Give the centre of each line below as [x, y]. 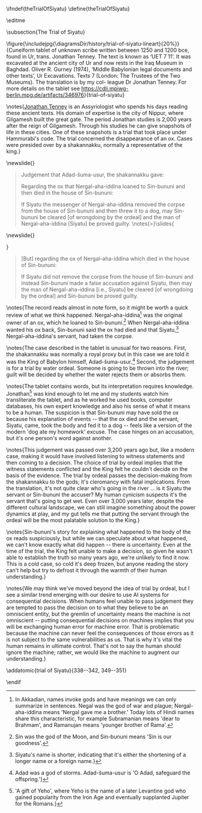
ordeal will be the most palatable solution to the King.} [73, 520]
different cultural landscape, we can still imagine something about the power [101, 508]
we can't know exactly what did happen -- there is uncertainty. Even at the [99, 545]
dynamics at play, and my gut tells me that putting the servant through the [98, 514]
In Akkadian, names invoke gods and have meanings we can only [96, 699]
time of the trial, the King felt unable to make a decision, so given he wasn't [99, 551]
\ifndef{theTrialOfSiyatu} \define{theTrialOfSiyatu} [68, 9]
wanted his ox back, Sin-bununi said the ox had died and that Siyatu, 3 [93, 329]
